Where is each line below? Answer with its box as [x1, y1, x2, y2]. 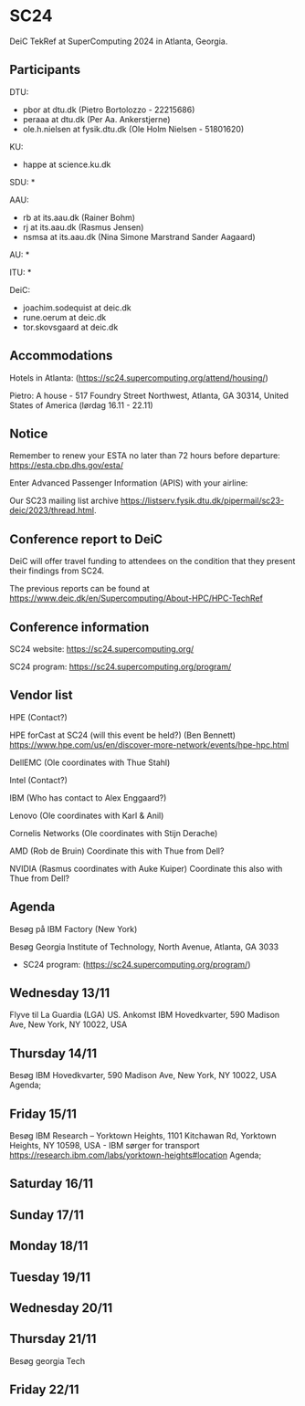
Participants [9, 62, 80, 78]
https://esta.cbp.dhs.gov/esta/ [9, 460, 124, 471]
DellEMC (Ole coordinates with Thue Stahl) [9, 757, 171, 768]
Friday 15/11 [9, 1106, 78, 1121]
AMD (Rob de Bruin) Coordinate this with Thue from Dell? [9, 845, 225, 856]
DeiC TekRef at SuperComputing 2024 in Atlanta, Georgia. [9, 36, 228, 47]
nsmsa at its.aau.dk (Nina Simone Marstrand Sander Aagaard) [22, 231, 256, 242]
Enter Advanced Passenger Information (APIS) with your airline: [9, 477, 248, 488]
